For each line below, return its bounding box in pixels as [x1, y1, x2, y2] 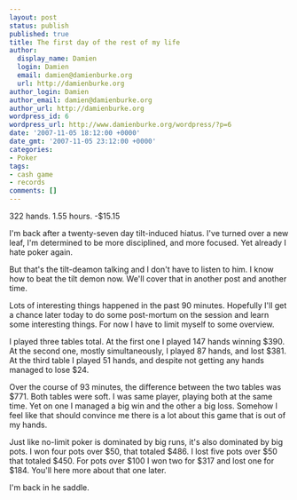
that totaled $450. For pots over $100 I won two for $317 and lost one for [9, 456, 275, 466]
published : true [9, 29, 69, 38]
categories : [9, 145, 53, 154]
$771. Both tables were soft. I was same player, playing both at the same [9, 392, 273, 401]
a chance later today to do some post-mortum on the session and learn [9, 310, 270, 320]
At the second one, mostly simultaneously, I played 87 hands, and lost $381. [9, 345, 286, 356]
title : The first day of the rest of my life [9, 37, 180, 47]
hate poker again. [9, 247, 74, 258]
